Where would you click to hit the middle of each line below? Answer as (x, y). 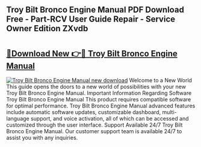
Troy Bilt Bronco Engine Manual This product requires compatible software (99, 99)
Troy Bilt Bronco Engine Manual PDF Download (95, 10)
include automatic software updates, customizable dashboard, (84, 112)
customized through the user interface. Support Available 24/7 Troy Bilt (94, 125)
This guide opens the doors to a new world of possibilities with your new (96, 87)
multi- (169, 112)
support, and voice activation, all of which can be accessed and (110, 118)
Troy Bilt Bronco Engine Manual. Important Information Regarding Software (99, 93)
